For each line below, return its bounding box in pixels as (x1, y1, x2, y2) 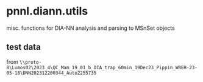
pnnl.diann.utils (6, 4, 88, 18)
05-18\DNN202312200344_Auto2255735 (6, 70, 97, 76)
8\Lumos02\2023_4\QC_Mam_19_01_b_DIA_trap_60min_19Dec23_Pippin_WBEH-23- (6, 64, 198, 70)
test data (6, 42, 41, 52)
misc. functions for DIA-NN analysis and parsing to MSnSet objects (6, 24, 175, 32)
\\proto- (19, 59, 42, 65)
